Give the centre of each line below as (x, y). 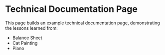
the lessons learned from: (32, 28)
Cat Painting (25, 43)
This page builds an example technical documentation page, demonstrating (83, 23)
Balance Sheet (27, 38)
